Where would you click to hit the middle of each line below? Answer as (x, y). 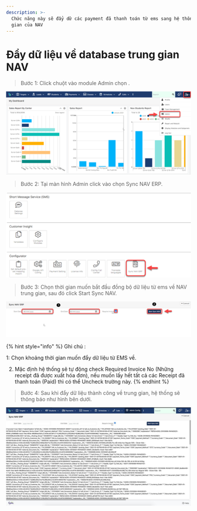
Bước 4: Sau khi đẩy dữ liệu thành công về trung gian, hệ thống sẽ (100, 392)
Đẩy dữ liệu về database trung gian (93, 54)
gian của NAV (27, 25)
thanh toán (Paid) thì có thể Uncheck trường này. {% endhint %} (92, 381)
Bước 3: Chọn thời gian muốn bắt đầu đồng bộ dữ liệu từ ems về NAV (104, 287)
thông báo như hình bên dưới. (56, 399)
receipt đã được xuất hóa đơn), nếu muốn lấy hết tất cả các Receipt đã (99, 375)
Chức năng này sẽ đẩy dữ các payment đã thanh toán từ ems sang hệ (96, 18)
